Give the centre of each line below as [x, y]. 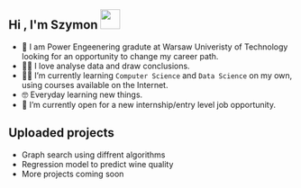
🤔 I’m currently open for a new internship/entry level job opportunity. [149, 104]
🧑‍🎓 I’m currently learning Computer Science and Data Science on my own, [157, 75]
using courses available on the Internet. [95, 85]
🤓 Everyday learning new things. [82, 94]
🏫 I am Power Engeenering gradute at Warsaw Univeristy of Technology [155, 47]
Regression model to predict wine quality [97, 164]
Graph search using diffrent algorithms [93, 155]
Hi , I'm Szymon [53, 25]
